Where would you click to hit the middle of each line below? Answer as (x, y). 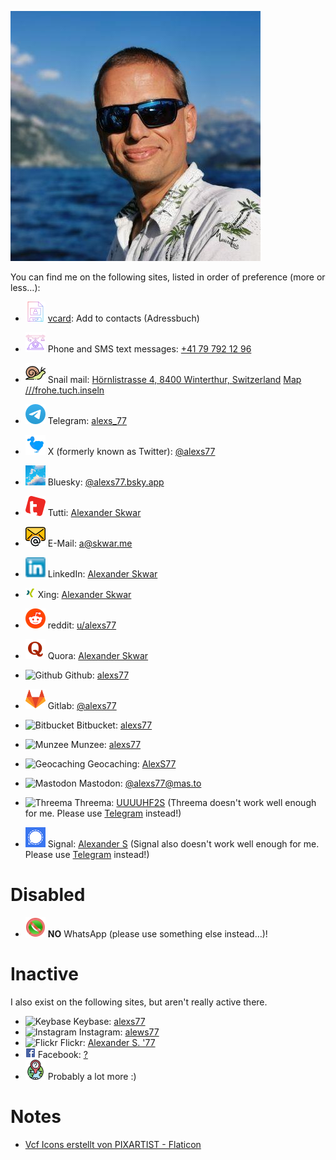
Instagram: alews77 (119, 1032)
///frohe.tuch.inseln (64, 390)
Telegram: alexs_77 (87, 420)
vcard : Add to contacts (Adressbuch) (123, 318)
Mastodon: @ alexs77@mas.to (140, 783)
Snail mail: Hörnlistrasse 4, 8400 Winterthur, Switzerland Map (174, 379)
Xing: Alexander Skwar (84, 594)
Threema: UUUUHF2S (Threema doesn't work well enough (195, 802)
